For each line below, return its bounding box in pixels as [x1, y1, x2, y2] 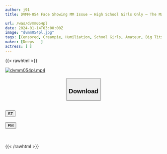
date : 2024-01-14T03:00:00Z [5, 25, 64, 30]
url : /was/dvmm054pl [5, 21, 48, 26]
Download [69, 87, 98, 95]
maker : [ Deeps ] [5, 39, 43, 45]
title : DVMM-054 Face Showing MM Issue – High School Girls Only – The [5, 12, 157, 17]
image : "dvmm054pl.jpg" [5, 30, 55, 35]
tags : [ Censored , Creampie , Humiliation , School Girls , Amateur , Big [5, 35, 153, 40]
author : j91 [5, 7, 30, 12]
